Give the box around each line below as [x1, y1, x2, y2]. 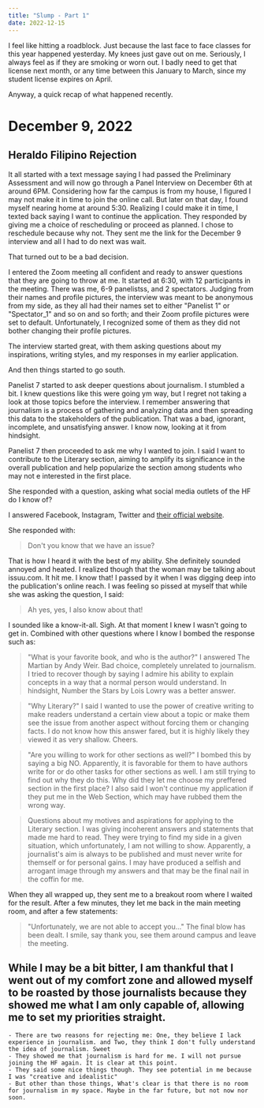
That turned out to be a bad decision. [8, 252, 129, 261]
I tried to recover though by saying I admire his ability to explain [27, 669, 234, 678]
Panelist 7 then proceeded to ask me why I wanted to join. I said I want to [8, 445, 246, 455]
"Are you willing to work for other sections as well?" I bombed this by [27, 749, 251, 759]
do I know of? [8, 494, 53, 504]
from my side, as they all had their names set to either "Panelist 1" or [8, 301, 230, 310]
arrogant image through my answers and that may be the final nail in [27, 866, 250, 875]
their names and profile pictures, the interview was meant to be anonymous [8, 292, 254, 302]
